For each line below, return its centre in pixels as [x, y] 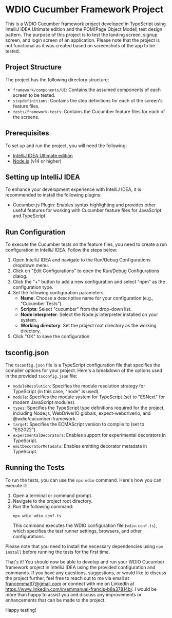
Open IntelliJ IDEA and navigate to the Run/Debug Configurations [82, 260]
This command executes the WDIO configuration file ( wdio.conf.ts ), [85, 525]
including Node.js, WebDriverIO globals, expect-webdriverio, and [82, 413]
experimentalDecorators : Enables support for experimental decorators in [89, 435]
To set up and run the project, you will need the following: [66, 146]
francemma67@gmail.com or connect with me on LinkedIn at [70, 584]
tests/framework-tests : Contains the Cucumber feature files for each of [89, 111]
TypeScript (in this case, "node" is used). [56, 391]
